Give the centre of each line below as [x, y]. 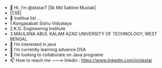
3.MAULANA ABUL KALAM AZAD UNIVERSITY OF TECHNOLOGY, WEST [83, 34]
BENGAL [18, 39]
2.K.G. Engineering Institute [37, 29]
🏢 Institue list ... [25, 18]
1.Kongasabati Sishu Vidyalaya [41, 23]
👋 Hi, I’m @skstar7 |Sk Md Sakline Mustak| [53, 8]
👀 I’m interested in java [33, 44]
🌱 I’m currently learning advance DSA [48, 50]
